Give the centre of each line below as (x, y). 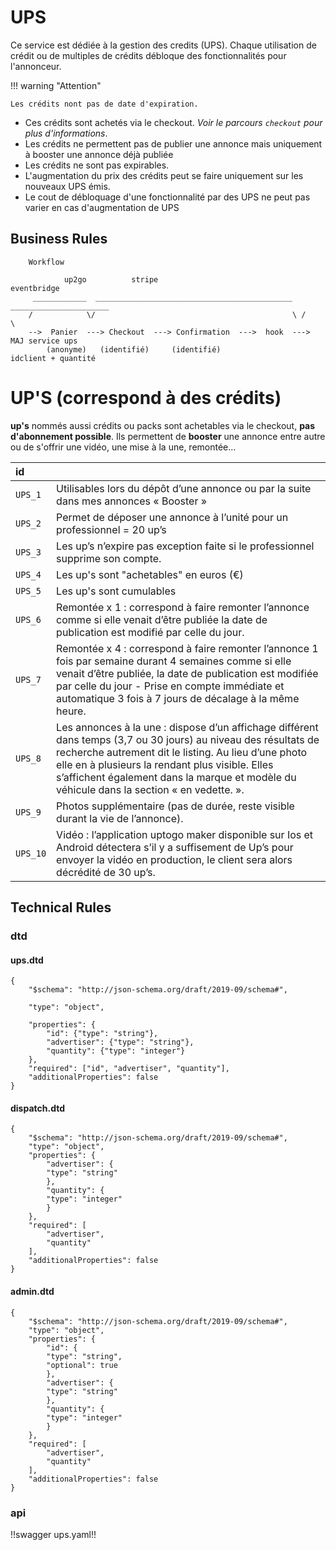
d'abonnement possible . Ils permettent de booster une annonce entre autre (168, 436)
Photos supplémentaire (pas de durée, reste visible (175, 806)
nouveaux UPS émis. (67, 186)
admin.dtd (32, 1291)
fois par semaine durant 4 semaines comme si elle (174, 661)
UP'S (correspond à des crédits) (146, 397)
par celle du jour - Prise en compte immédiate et (170, 686)
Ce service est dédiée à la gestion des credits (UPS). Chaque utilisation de (163, 45)
